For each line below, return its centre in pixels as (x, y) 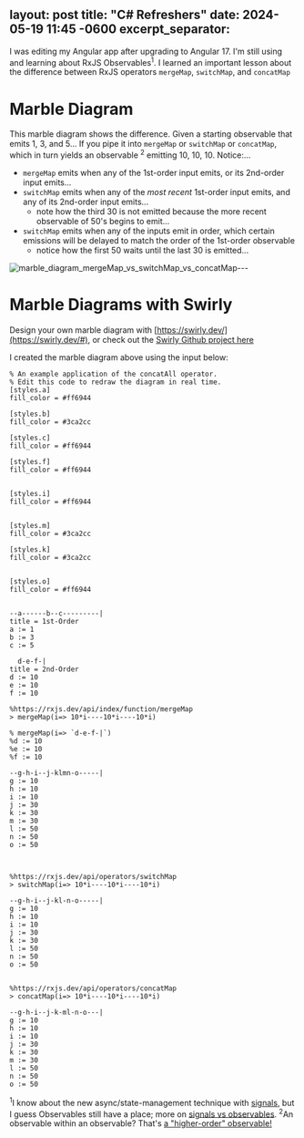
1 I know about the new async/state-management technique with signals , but (152, 1102)
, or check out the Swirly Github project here (171, 340)
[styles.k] (30, 550)
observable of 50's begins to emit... (103, 222)
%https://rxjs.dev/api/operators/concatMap (93, 988)
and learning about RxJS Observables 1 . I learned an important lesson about (151, 61)
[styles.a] (30, 390)
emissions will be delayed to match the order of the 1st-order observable (159, 241)
